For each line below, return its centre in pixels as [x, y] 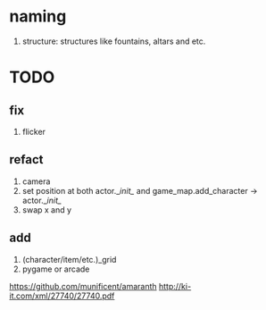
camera [36, 181]
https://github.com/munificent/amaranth [83, 286]
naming [38, 17]
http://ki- [175, 286]
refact [26, 159]
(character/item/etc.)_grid [69, 259]
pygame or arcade [56, 269]
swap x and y [47, 209]
